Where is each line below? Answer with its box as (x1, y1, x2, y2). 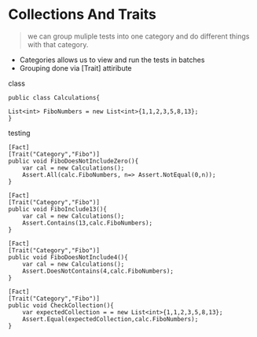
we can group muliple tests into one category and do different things (27, 31, 250, 41)
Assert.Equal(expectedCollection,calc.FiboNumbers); (22, 315, 199, 323)
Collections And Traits (8, 5, 157, 24)
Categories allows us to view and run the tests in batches (19, 55, 205, 64)
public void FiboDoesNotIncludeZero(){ (8, 157, 139, 165)
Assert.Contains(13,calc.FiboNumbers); (22, 218, 153, 227)
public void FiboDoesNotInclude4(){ (8, 253, 128, 261)
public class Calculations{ (8, 93, 101, 101)
